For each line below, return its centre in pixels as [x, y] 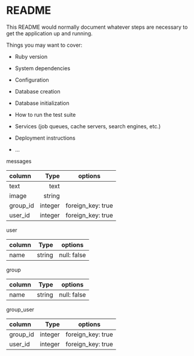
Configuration [32, 80]
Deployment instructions [45, 138]
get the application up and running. [49, 33]
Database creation [38, 91]
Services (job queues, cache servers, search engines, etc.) [88, 126]
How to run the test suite [45, 114]
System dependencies [43, 68]
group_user [20, 309]
